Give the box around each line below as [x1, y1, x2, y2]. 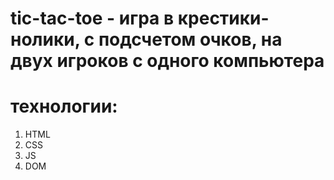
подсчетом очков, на [98, 28, 283, 51]
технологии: [10, 95, 118, 118]
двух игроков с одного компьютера [10, 50, 325, 72]
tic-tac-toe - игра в [10, 7, 175, 30]
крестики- [177, 7, 270, 30]
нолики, [10, 28, 81, 51]
